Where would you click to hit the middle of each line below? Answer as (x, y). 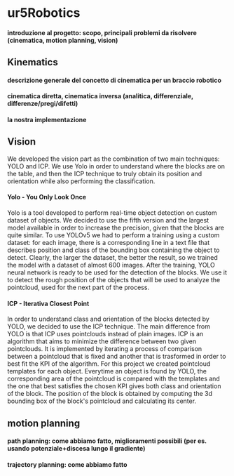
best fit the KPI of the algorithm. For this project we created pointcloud (109, 364)
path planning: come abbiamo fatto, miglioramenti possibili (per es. (107, 441)
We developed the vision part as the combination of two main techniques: (113, 159)
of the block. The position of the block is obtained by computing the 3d (110, 394)
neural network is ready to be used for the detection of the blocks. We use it (117, 272)
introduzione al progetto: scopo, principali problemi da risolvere (102, 32)
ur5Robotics (44, 13)
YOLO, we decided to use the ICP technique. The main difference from (109, 326)
